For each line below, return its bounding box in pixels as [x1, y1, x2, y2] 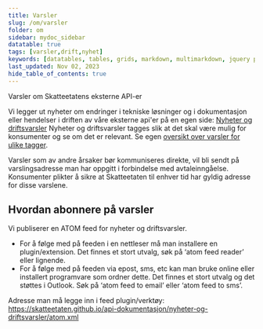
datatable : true [8, 41, 61, 49]
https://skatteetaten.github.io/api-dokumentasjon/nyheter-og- [8, 304, 209, 314]
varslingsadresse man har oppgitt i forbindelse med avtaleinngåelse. [8, 163, 229, 173]
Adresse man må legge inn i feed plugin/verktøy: [8, 296, 165, 305]
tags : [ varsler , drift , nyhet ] [8, 48, 103, 56]
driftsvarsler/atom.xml [8, 313, 79, 322]
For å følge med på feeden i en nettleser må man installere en [19, 239, 218, 248]
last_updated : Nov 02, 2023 [8, 63, 100, 71]
